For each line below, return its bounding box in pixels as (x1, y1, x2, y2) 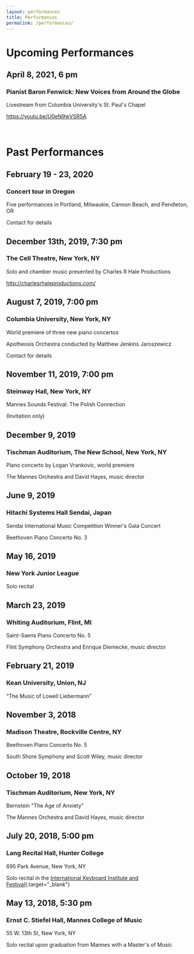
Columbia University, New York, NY (6, 315, 111, 323)
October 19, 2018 (6, 770, 71, 781)
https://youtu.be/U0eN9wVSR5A (6, 113, 87, 120)
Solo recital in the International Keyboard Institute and (6, 874, 139, 881)
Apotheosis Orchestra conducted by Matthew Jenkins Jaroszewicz (6, 340, 172, 347)
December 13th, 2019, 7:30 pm (6, 236, 123, 247)
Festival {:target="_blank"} (6, 880, 71, 888)
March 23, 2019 (6, 600, 66, 610)
